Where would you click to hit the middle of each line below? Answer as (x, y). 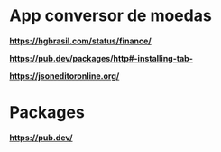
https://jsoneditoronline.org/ (64, 76)
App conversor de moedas (110, 16)
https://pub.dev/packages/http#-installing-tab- (101, 58)
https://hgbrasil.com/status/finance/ (80, 41)
